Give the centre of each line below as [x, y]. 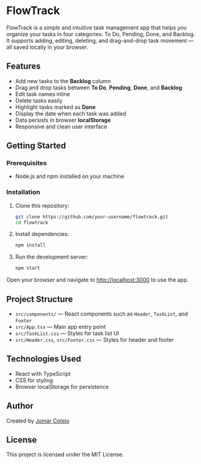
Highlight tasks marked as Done [55, 107]
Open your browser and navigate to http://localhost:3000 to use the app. [97, 280]
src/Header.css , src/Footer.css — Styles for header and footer [94, 340]
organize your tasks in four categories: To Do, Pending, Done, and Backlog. [101, 34]
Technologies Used [44, 359]
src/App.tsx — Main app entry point [60, 327]
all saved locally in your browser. [47, 47]
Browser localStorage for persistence [62, 386]
